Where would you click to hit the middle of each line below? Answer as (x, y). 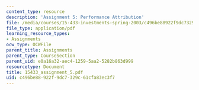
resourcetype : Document (36, 67)
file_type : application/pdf (41, 28)
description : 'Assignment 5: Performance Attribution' (75, 17)
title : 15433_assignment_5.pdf (45, 72)
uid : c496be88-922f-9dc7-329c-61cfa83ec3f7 (61, 78)
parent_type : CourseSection (41, 56)
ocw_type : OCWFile (29, 45)
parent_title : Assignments (39, 50)
